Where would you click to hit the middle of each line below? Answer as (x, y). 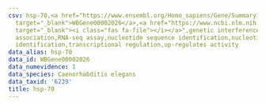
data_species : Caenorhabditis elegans (72, 74)
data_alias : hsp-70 (40, 52)
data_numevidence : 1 (42, 67)
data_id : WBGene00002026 (49, 60)
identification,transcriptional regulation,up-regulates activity (127, 45)
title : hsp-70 (32, 89)
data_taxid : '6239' (40, 81)
